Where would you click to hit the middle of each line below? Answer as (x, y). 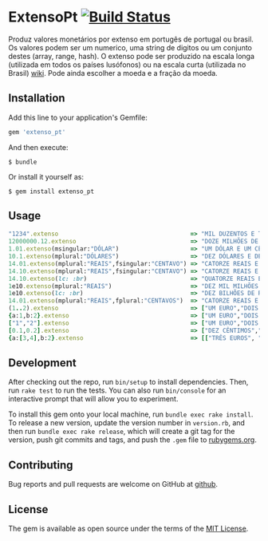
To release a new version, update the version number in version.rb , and (127, 423)
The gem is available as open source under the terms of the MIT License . (128, 528)
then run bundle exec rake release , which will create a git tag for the (122, 432)
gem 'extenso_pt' (37, 132)
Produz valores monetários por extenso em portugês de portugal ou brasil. (131, 39)
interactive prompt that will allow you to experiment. (93, 399)
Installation (37, 99)
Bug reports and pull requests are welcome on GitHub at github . (113, 484)
